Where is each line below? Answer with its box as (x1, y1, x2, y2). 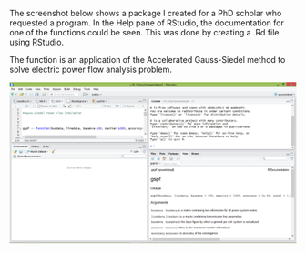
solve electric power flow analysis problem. (9, 64, 173, 75)
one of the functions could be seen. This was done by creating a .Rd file (9, 27, 280, 37)
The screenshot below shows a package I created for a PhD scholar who (9, 8, 282, 18)
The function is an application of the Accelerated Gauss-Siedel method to (9, 55, 286, 65)
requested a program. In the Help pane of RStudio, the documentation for (9, 17, 284, 28)
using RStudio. (9, 36, 65, 47)
